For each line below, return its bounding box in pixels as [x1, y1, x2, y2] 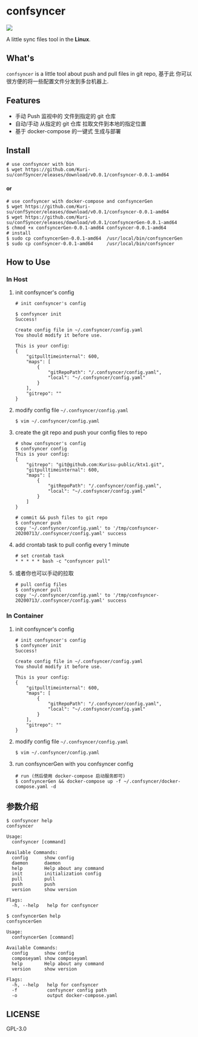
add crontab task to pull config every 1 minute [15, 541, 130, 548]
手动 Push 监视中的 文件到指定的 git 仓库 [15, 112, 116, 119]
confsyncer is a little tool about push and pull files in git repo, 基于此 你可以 [6, 70, 192, 77]
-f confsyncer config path [12, 987, 107, 993]
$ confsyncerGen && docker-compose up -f [15, 778, 121, 785]
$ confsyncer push [15, 520, 62, 526]
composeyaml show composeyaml [12, 955, 88, 962]
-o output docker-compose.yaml [12, 993, 118, 999]
